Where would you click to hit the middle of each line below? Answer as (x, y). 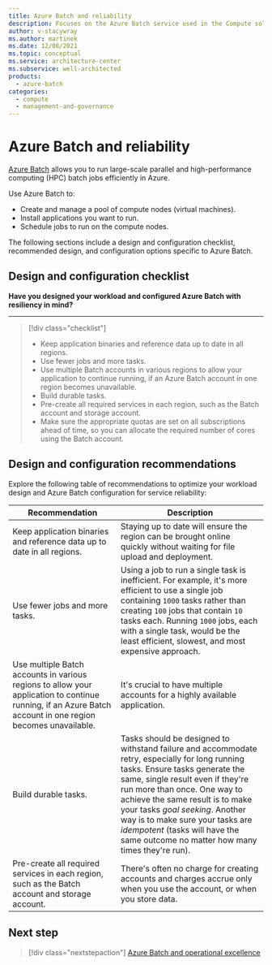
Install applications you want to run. (79, 218)
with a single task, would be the (180, 630)
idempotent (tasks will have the (180, 829)
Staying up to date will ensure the (184, 526)
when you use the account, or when (189, 889)
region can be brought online (175, 536)
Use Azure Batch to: (42, 194)
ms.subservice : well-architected (65, 69)
